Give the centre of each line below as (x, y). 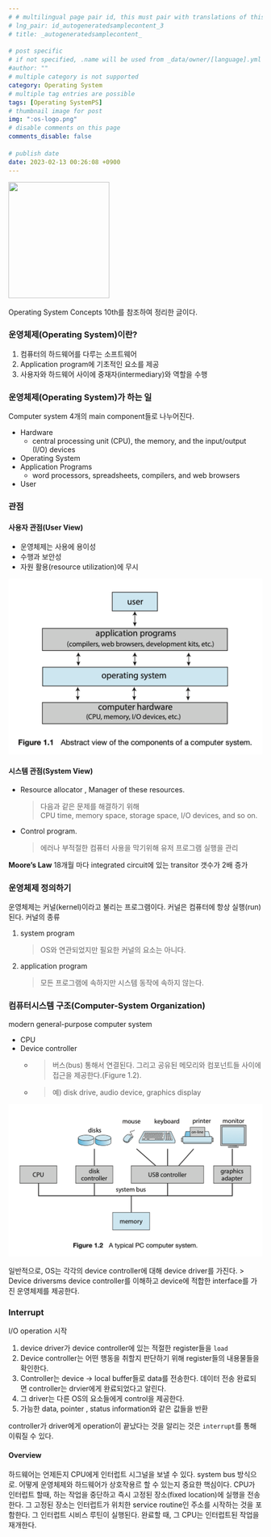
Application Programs (56, 467)
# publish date (34, 154)
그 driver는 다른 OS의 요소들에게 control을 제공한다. (102, 1399)
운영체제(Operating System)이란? (73, 335)
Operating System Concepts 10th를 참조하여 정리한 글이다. (103, 312)
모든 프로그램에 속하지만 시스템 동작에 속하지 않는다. (122, 983)
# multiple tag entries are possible (72, 94)
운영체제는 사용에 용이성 (58, 547)
